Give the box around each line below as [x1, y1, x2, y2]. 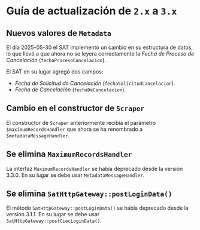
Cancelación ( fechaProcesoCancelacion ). [6, 57, 107, 63]
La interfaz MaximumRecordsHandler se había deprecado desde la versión [6, 165, 183, 172]
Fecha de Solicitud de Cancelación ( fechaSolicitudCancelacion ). [14, 79, 175, 87]
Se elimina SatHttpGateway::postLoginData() [6, 189, 172, 199]
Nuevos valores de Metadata [6, 28, 112, 38]
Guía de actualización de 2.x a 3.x [6, 4, 177, 18]
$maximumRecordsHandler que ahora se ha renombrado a [6, 125, 143, 133]
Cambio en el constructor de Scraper [6, 103, 145, 114]
